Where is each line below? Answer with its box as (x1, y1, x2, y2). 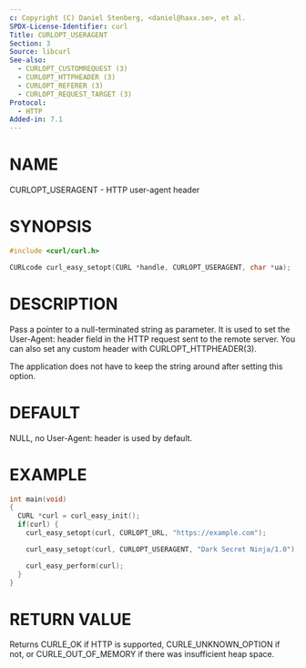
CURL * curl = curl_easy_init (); (17, 511, 141, 520)
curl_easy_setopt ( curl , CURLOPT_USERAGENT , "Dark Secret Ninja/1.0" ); (25, 544, 300, 554)
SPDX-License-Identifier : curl (9, 22, 128, 31)
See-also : (9, 56, 47, 65)
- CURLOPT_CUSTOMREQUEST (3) (17, 65, 128, 74)
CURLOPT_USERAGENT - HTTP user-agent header (9, 184, 200, 196)
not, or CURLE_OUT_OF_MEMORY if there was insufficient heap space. (9, 649, 275, 660)
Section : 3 (9, 38, 51, 48)
